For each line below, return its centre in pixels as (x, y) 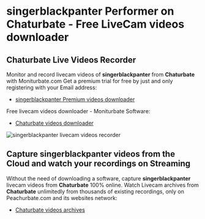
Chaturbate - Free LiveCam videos (95, 24)
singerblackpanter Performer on (90, 11)
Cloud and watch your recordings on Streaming (99, 164)
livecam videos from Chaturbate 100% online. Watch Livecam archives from (102, 185)
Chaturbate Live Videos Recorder (71, 60)
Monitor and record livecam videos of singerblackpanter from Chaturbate (101, 74)
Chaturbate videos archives (50, 210)
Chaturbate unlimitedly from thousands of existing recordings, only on (95, 191)
